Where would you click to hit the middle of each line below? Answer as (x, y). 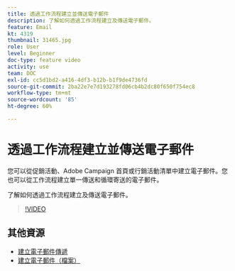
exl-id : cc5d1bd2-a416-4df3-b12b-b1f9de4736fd (77, 80)
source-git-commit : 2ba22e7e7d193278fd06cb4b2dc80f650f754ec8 (101, 87)
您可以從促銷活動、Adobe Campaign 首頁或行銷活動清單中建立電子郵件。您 (118, 170)
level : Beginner (31, 54)
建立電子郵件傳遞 (43, 251)
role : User (23, 47)
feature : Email (30, 27)
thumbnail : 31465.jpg (39, 40)
